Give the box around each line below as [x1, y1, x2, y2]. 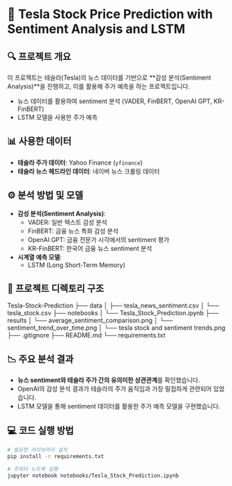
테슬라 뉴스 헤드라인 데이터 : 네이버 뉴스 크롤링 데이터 [17, 167, 160, 175]
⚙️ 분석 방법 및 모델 [7, 190, 84, 202]
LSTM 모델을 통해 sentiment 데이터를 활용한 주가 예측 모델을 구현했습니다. [17, 402, 221, 411]
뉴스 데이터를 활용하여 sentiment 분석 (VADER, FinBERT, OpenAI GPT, [17, 97, 212, 105]
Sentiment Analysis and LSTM [7, 21, 186, 37]
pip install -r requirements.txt [7, 453, 105, 460]
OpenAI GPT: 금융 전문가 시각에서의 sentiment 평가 [27, 235, 169, 243]
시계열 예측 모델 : [17, 252, 62, 261]
